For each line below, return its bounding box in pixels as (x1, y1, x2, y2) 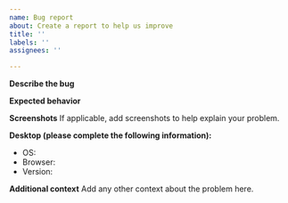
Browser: (21, 157, 56, 167)
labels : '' (9, 37, 50, 47)
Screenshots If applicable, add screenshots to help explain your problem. (9, 113, 280, 124)
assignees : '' (9, 46, 62, 55)
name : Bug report (9, 12, 74, 22)
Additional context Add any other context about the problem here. (9, 183, 254, 194)
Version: (21, 166, 53, 177)
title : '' (9, 29, 46, 38)
